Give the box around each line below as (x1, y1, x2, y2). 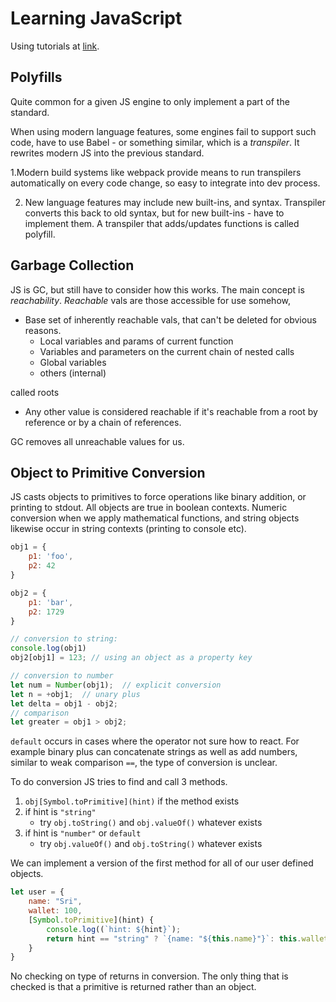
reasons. (24, 324, 62, 336)
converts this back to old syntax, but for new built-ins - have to (24, 207, 285, 219)
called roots (10, 386, 60, 398)
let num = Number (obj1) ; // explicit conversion (10, 680, 222, 690)
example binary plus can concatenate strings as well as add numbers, (10, 746, 298, 758)
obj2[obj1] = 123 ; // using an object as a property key (10, 653, 253, 663)
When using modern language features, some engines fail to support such (10, 125, 317, 137)
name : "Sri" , (28, 897, 83, 907)
